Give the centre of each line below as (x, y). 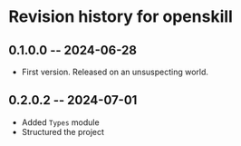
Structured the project (63, 131)
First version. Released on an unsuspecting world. (115, 72)
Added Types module (61, 122)
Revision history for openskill (120, 17)
